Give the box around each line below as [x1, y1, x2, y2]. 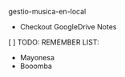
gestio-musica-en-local [8, 7, 87, 16]
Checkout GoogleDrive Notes [19, 22, 117, 31]
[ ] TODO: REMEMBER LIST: [8, 37, 99, 47]
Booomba [19, 61, 52, 71]
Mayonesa [19, 53, 54, 62]
